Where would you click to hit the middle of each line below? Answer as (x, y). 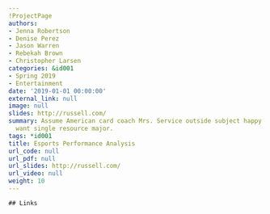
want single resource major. (65, 128)
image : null (28, 106)
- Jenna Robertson (39, 31)
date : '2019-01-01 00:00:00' (57, 91)
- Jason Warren (34, 46)
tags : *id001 (30, 136)
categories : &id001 (41, 69)
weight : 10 (27, 181)
